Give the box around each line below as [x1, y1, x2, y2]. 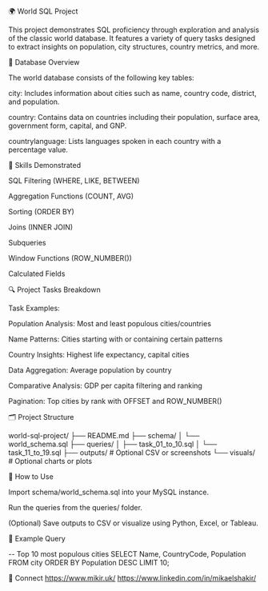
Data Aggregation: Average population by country [8, 365, 172, 374]
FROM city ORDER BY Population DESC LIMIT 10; [8, 558, 170, 567]
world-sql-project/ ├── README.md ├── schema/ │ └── [8, 431, 200, 440]
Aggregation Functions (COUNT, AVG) [8, 191, 134, 201]
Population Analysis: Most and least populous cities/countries [8, 319, 212, 328]
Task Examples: [8, 303, 60, 313]
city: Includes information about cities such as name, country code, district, [8, 89, 258, 98]
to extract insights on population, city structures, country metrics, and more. [8, 42, 260, 51]
